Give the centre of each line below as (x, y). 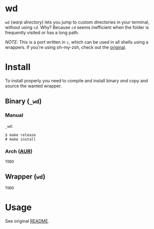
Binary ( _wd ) (23, 101)
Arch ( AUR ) (19, 152)
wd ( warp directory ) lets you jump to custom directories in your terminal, (77, 22)
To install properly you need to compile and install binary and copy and (77, 80)
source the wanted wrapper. (33, 86)
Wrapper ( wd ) (25, 177)
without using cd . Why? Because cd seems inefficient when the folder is (77, 27)
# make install (21, 139)
